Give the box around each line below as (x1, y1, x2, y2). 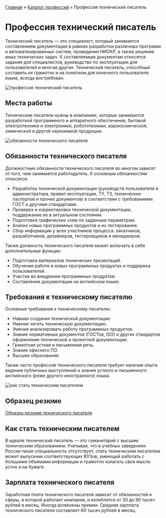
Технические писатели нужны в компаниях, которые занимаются (5, 112, 145, 118)
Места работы (5, 99, 53, 107)
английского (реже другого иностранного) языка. (5, 372, 111, 379)
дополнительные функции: (5, 248, 61, 254)
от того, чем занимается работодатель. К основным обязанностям (5, 170, 148, 176)
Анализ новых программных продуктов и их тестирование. (12, 222, 139, 228)
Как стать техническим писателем (5, 424, 120, 433)
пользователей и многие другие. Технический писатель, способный (5, 64, 150, 70)
